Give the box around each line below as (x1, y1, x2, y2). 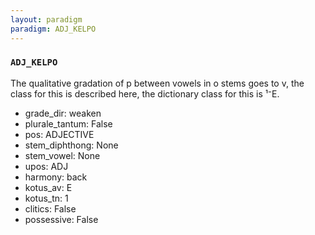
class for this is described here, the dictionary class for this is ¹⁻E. (10, 87, 280, 100)
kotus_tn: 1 (24, 192, 69, 204)
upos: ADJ (24, 160, 69, 172)
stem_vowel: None (24, 149, 101, 161)
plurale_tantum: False (24, 117, 113, 130)
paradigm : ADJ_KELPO (10, 24, 97, 34)
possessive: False (24, 213, 99, 225)
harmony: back (24, 171, 88, 183)
